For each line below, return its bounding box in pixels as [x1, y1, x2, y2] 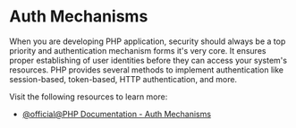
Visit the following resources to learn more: [9, 91, 168, 102]
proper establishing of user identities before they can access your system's [9, 55, 288, 65]
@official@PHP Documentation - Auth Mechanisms [21, 108, 212, 119]
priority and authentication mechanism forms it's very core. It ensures [9, 45, 266, 55]
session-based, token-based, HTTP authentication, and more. [9, 73, 238, 84]
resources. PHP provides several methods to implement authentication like [9, 64, 284, 75]
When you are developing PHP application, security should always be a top [9, 36, 286, 47]
